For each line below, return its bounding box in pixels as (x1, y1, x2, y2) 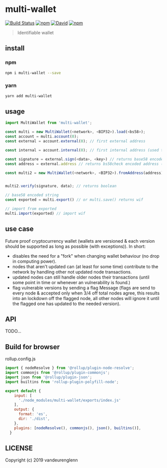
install (5, 44, 25, 53)
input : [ (14, 393, 32, 398)
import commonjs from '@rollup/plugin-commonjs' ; (5, 370, 110, 375)
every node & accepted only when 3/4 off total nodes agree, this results (12, 290, 160, 296)
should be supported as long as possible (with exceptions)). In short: (5, 243, 146, 249)
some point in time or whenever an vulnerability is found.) (12, 279, 131, 285)
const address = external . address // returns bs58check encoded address (5, 161, 159, 166)
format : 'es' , (18, 412, 48, 417)
